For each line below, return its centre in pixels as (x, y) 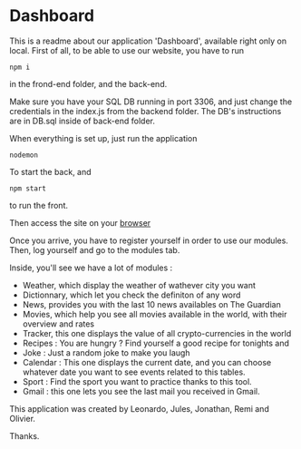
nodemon (24, 155)
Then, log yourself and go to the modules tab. (95, 249)
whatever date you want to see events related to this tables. (134, 372)
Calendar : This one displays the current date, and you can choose (147, 362)
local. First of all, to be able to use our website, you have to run (127, 50)
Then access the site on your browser (80, 222)
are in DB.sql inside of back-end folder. (83, 121)
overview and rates (58, 324)
